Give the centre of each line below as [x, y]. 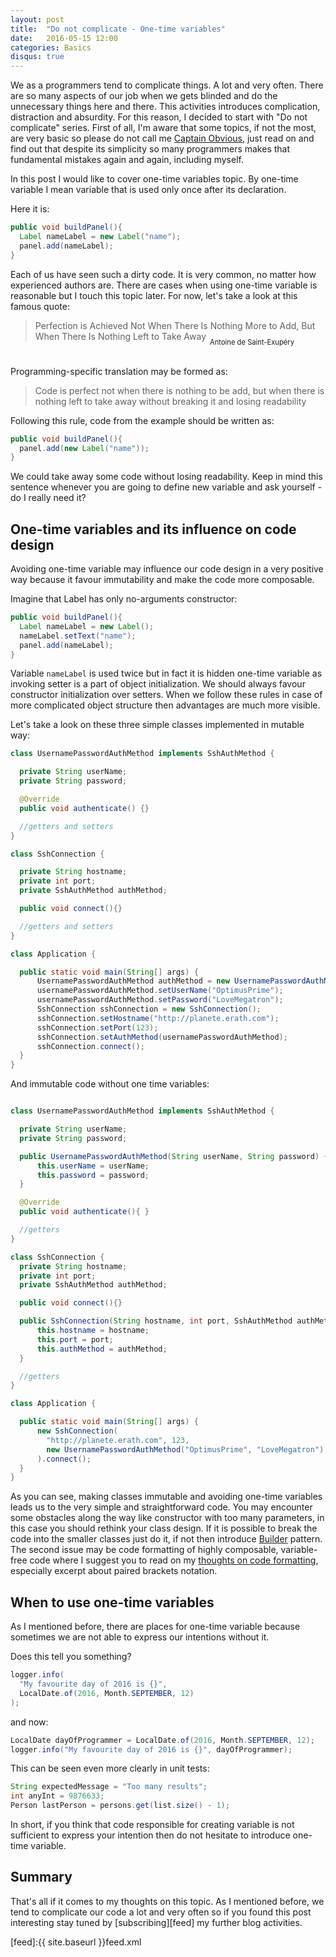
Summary [41, 1877]
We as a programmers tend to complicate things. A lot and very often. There [167, 85]
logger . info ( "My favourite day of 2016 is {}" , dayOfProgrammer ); [151, 1749]
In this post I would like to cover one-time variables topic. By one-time [154, 179]
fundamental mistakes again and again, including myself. [127, 160]
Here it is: [30, 209]
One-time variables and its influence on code [153, 529]
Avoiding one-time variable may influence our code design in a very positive [167, 569]
